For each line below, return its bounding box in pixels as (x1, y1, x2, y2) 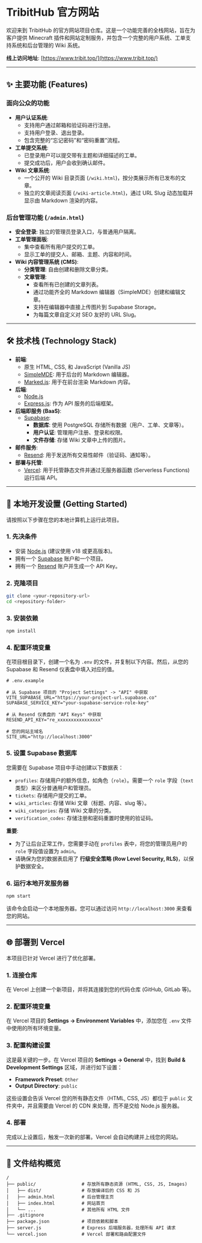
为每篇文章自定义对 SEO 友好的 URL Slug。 (32, 311, 139, 318)
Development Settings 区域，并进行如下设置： (6, 1063, 123, 1071)
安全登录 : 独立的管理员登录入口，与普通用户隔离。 (14, 228, 139, 235)
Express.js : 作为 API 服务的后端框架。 (23, 399, 117, 407)
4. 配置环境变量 (6, 643, 51, 651)
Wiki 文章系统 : (14, 166, 51, 174)
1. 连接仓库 (6, 971, 37, 979)
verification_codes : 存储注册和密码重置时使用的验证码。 (14, 814, 156, 821)
